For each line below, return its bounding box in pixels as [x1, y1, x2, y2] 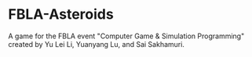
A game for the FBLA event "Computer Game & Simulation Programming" [8, 31, 245, 41]
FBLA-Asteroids [8, 5, 114, 23]
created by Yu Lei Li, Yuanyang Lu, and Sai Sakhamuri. [8, 39, 184, 48]
